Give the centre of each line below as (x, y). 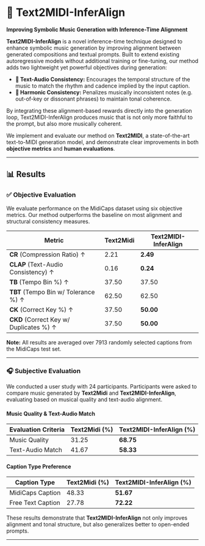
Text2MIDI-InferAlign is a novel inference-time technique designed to (95, 41)
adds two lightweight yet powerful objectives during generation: (87, 67)
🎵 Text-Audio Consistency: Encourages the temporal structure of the (103, 79)
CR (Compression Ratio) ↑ (47, 254)
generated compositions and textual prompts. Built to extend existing (93, 54)
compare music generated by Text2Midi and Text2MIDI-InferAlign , (91, 393)
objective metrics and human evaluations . (61, 148)
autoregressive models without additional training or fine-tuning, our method (103, 61)
